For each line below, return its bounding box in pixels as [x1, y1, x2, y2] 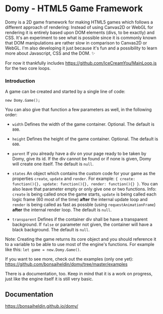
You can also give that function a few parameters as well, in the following [5, 107, 152, 112]
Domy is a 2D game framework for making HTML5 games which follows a [5, 19, 153, 25]
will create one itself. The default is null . [12, 161, 94, 167]
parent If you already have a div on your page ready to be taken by [12, 151, 146, 157]
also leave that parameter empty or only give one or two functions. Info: [12, 186, 157, 192]
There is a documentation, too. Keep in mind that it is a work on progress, [5, 271, 153, 277]
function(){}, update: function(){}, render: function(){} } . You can [12, 181, 158, 187]
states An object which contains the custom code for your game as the [12, 171, 156, 177]
